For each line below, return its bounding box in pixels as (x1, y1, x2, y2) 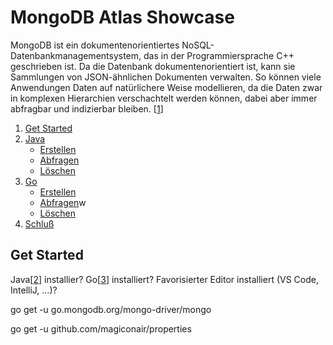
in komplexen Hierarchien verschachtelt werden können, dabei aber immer (10, 92, 318, 104)
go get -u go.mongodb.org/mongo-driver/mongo (10, 303, 212, 315)
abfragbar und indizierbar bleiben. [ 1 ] (10, 102, 164, 115)
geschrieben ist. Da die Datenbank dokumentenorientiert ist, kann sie (10, 60, 296, 72)
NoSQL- (181, 39, 215, 51)
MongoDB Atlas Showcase (10, 6, 235, 29)
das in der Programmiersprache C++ (143, 49, 295, 61)
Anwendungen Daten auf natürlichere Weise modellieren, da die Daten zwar (10, 81, 323, 93)
